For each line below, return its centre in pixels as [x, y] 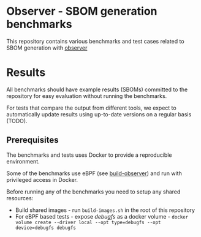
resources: [20, 198]
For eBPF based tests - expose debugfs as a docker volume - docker [102, 216]
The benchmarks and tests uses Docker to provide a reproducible [89, 155]
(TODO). [17, 121]
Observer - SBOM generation [82, 11]
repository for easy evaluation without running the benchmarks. [87, 96]
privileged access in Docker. [42, 179]
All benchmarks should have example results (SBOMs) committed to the [97, 89]
